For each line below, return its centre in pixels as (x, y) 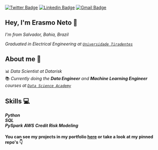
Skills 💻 (18, 101)
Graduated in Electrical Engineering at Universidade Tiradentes (69, 44)
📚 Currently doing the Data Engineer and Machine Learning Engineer (76, 78)
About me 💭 (23, 59)
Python (13, 115)
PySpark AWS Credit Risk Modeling (42, 126)
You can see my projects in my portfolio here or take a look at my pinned (79, 137)
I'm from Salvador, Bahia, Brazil (37, 34)
